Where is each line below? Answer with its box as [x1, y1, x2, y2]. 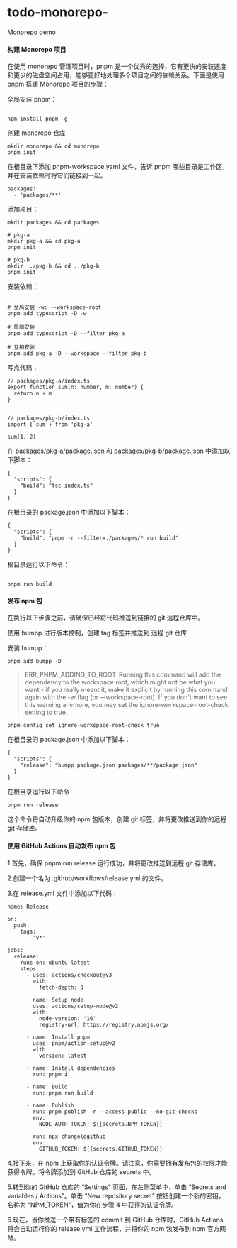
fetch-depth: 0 [38, 984, 83, 991]
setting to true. [24, 708, 68, 717]
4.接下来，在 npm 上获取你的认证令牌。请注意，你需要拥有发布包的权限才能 [7, 1159, 228, 1167]
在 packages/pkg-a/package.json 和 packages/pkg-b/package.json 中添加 [7, 447, 224, 455]
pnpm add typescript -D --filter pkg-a [7, 330, 125, 337]
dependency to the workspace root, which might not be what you [24, 678, 216, 686]
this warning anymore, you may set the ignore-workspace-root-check [24, 701, 229, 709]
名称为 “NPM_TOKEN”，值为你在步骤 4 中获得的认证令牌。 [7, 1200, 178, 1209]
